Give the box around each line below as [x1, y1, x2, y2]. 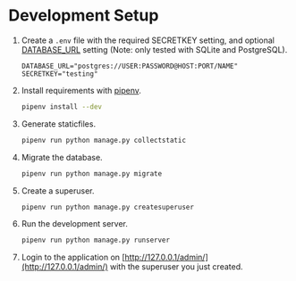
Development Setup [8, 5, 159, 26]
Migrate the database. [21, 152, 104, 162]
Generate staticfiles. [21, 118, 96, 129]
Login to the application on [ [21, 252, 126, 263]
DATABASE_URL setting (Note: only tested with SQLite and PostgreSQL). [21, 44, 288, 54]
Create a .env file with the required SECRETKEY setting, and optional [21, 35, 275, 45]
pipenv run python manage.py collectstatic [21, 136, 187, 145]
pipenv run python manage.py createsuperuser [21, 202, 194, 211]
